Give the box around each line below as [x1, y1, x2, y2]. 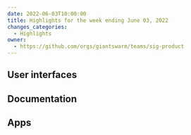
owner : [7, 37, 27, 44]
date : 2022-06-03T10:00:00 [7, 10, 87, 18]
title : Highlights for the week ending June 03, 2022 [7, 17, 169, 24]
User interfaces [7, 69, 78, 81]
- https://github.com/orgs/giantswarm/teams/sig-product [13, 43, 185, 50]
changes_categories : [7, 23, 68, 30]
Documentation [7, 93, 78, 105]
